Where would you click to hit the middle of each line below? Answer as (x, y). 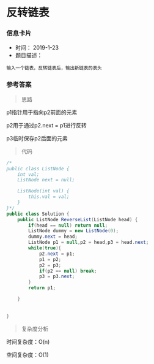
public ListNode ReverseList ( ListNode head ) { (78, 219)
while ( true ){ (45, 248)
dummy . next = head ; (53, 237)
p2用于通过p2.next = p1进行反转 (46, 125)
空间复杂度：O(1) (28, 355)
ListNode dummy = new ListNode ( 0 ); (74, 231)
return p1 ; (42, 288)
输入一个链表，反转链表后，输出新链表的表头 (54, 68)
